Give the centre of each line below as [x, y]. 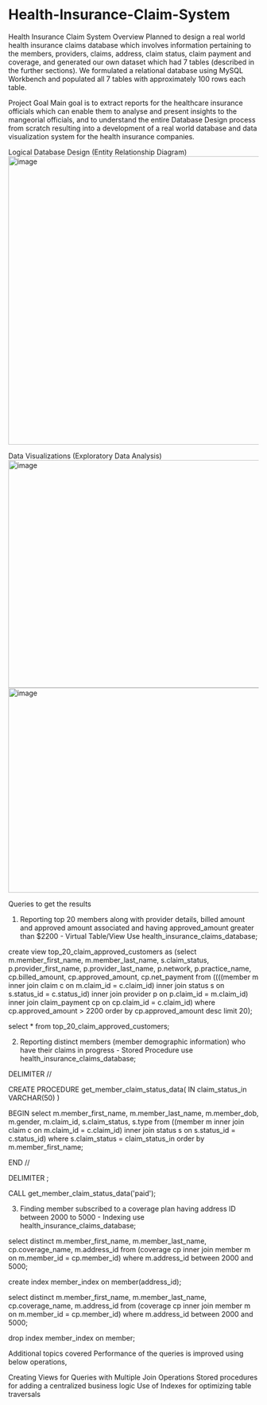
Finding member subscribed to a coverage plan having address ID [128, 1208]
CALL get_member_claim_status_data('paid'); [82, 1193]
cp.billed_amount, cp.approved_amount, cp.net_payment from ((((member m [133, 977]
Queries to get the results [50, 904]
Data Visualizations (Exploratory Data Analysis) [85, 456]
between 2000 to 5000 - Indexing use [82, 1217]
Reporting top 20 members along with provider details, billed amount [132, 919]
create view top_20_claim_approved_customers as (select [103, 952]
